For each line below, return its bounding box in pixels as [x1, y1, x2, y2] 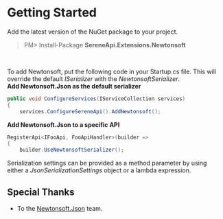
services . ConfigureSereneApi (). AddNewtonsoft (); [19, 108, 161, 115]
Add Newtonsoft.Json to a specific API [7, 120, 120, 128]
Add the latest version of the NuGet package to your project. [7, 27, 178, 36]
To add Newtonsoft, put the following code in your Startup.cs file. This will [7, 67, 217, 76]
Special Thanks [7, 186, 75, 198]
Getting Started [7, 5, 97, 21]
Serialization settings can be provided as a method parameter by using [7, 159, 207, 168]
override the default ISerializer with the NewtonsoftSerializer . [7, 74, 180, 83]
